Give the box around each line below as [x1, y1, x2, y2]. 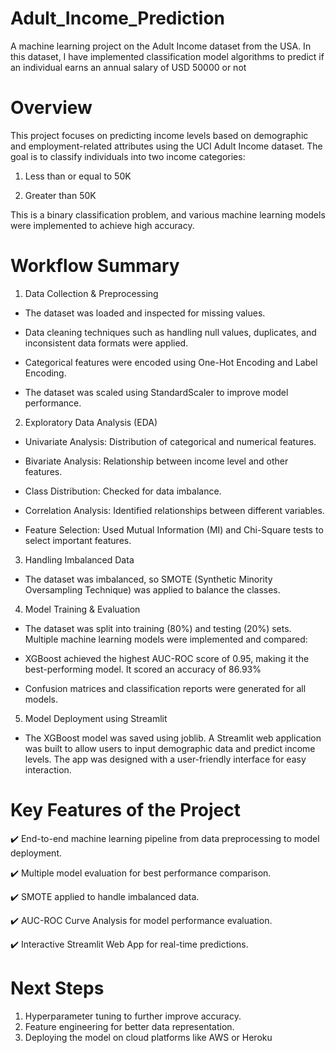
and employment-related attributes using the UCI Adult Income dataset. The [10, 140, 323, 152]
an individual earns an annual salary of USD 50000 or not [10, 61, 247, 73]
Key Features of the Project [10, 799, 241, 821]
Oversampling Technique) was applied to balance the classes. [24, 583, 281, 596]
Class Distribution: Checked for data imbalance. [24, 485, 222, 497]
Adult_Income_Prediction [10, 7, 226, 30]
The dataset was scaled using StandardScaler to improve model [24, 386, 289, 398]
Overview [10, 97, 93, 119]
